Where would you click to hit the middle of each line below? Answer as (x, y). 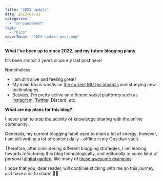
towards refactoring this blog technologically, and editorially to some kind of (81, 153)
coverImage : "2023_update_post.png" (42, 37)
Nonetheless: (18, 69)
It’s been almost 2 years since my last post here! (53, 60)
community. (17, 124)
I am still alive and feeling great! (44, 79)
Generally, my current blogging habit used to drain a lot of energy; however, (81, 134)
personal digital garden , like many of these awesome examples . (69, 158)
